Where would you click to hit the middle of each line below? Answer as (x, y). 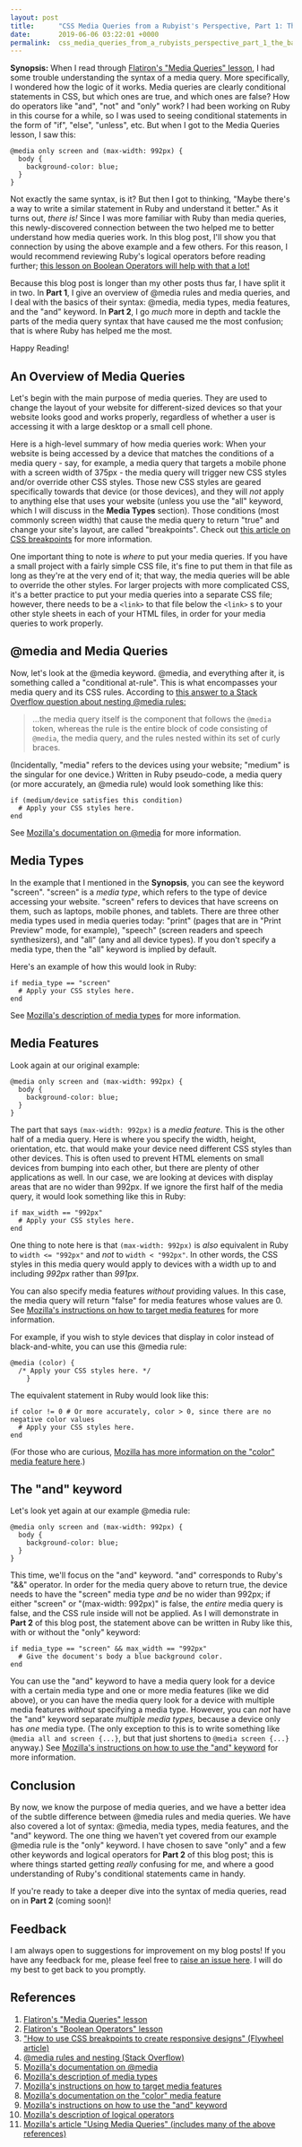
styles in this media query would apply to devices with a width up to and (143, 1264)
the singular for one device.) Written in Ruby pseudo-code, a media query (147, 774)
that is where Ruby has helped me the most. (91, 331)
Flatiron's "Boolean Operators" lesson (93, 2029)
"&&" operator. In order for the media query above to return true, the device (149, 1585)
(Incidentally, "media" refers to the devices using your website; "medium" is (150, 765)
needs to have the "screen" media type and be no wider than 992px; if (141, 1594)
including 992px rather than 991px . (75, 1273)
